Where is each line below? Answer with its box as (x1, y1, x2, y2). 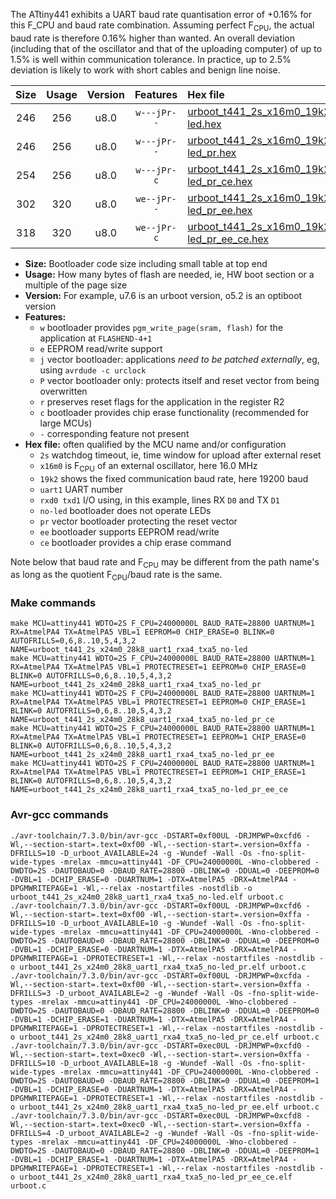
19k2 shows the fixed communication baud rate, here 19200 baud (39, 472, 309, 484)
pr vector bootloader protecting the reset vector (39, 515, 238, 527)
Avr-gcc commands (10, 808, 109, 822)
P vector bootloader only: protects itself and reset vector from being (39, 374, 320, 386)
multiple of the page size (24, 279, 128, 291)
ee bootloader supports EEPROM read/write (39, 525, 220, 538)
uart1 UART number (39, 483, 123, 495)
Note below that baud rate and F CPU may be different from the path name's (10, 555, 320, 570)
